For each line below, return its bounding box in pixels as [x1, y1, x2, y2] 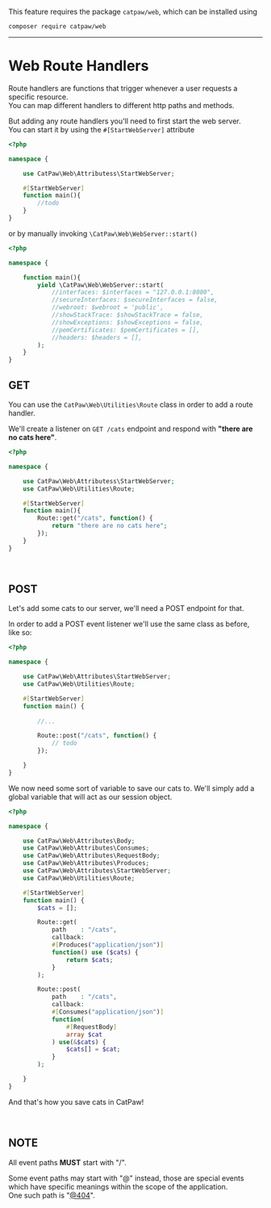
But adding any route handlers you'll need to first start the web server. [8, 116, 242, 126]
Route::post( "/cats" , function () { [37, 732, 157, 740]
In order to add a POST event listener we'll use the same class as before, [8, 619, 250, 629]
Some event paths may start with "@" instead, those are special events [8, 1173, 244, 1183]
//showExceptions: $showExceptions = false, [51, 318, 204, 326]
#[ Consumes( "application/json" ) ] [51, 1008, 164, 1016]
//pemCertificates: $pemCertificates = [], [51, 326, 200, 334]
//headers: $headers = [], [51, 333, 143, 341]
